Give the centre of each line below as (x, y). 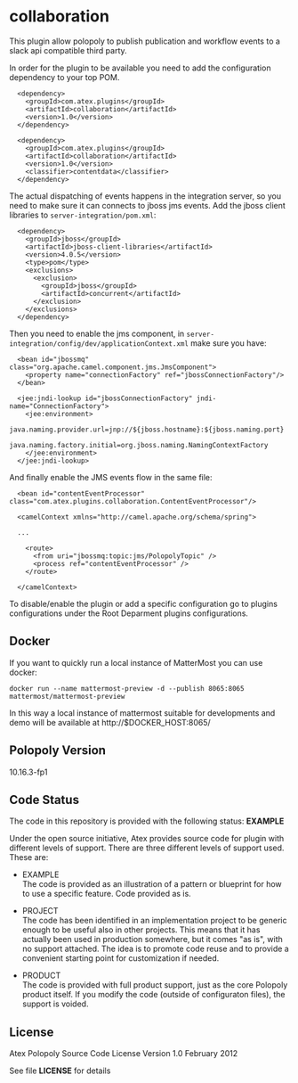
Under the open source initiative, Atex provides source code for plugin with (147, 839)
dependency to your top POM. (64, 77)
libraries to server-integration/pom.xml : (83, 215)
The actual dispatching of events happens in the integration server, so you (145, 196)
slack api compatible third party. (68, 50)
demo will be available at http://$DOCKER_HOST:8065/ (110, 722)
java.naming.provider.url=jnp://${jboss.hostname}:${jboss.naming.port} (147, 430)
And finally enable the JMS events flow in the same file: (111, 477)
